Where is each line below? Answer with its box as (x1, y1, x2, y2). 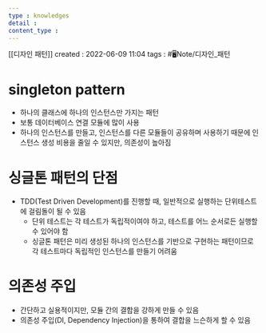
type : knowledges (8, 11, 69, 20)
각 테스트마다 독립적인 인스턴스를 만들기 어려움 (31, 247, 177, 256)
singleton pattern (8, 81, 125, 98)
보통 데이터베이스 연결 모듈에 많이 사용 (19, 117, 140, 128)
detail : (8, 19, 38, 27)
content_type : (8, 26, 59, 34)
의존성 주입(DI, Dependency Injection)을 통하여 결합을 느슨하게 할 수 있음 (19, 315, 252, 325)
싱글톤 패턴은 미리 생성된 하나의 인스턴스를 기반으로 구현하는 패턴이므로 (31, 236, 254, 246)
